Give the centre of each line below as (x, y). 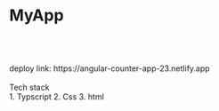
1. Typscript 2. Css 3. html (57, 96)
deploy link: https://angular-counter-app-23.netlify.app (110, 68)
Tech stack (29, 87)
